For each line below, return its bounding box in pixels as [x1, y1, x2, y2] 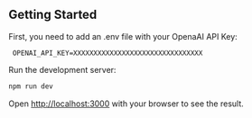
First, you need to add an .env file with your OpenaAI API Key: [8, 31, 238, 41]
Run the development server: [8, 64, 117, 75]
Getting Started [8, 7, 98, 23]
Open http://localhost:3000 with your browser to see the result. [8, 98, 245, 109]
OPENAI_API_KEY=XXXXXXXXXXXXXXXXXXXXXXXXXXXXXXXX [12, 49, 203, 58]
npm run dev [8, 81, 53, 91]
